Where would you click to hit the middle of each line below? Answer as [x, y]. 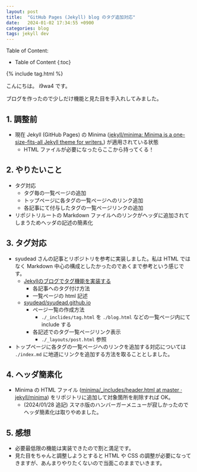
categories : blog [28, 28]
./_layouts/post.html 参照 [74, 339]
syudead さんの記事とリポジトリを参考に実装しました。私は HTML [97, 259]
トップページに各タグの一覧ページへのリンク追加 [83, 200]
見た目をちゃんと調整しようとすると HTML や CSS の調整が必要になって [103, 456]
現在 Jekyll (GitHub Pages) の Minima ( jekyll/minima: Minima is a [93, 134]
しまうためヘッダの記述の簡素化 [54, 222]
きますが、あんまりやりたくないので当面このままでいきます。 [90, 463]
